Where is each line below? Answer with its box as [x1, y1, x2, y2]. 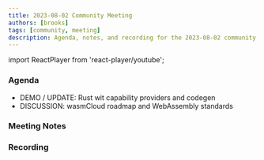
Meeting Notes [8, 121, 66, 132]
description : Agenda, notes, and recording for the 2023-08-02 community [8, 33, 257, 42]
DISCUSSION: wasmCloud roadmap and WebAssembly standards [19, 101, 233, 110]
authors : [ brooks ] [8, 19, 69, 27]
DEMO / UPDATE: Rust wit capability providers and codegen [19, 92, 216, 102]
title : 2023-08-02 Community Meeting [8, 11, 133, 20]
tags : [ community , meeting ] [8, 26, 101, 34]
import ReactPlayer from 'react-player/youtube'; [8, 55, 164, 65]
